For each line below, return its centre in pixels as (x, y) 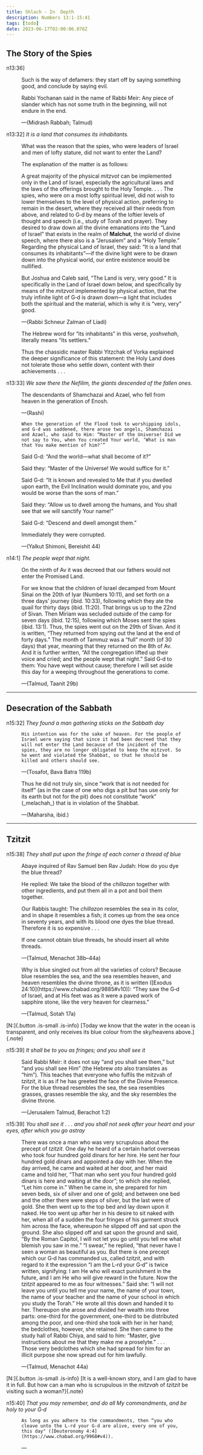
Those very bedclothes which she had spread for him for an (96, 1348)
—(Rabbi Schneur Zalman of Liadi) (64, 322)
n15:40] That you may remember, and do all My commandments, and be (97, 1403)
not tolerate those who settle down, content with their (88, 365)
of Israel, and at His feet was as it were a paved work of (91, 995)
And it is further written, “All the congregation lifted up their (95, 653)
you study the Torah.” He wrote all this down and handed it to (98, 1303)
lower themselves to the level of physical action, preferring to (98, 202)
